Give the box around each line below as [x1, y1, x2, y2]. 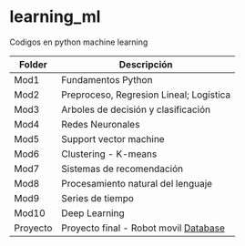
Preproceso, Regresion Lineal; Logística [61, 88, 231, 101]
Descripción [118, 57, 173, 70]
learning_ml [9, 6, 101, 27]
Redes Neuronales [61, 118, 140, 130]
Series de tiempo [61, 191, 135, 204]
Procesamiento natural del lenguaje [61, 177, 212, 190]
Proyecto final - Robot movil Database [61, 221, 225, 234]
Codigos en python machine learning [9, 36, 148, 47]
